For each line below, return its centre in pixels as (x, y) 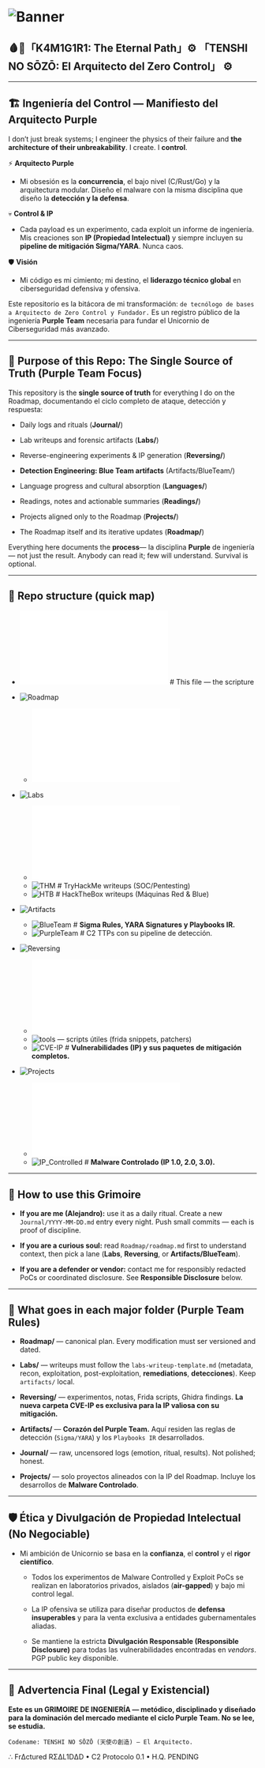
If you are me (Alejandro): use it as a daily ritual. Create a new (121, 1214)
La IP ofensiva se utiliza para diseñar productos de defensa (128, 1609)
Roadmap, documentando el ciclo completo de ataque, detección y (117, 401)
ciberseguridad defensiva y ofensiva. (80, 288)
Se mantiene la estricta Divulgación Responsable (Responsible (135, 1641)
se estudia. (27, 1726)
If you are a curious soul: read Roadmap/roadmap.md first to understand (133, 1246)
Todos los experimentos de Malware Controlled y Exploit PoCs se (138, 1577)
